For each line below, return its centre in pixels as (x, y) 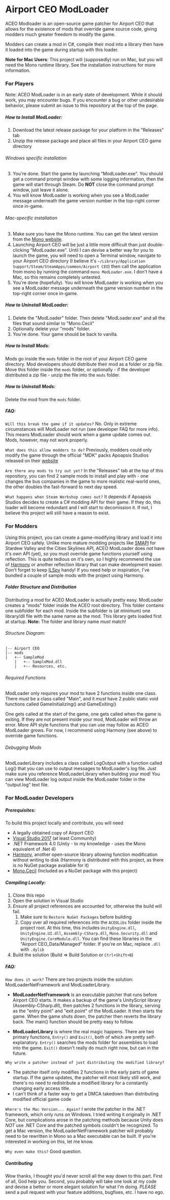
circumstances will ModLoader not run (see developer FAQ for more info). (82, 429)
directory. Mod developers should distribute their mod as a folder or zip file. (84, 364)
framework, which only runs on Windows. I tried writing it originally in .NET (83, 1114)
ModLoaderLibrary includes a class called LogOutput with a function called (84, 763)
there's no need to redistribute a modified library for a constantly (80, 1083)
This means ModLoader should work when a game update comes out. (78, 435)
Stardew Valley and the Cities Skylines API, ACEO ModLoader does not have (85, 548)
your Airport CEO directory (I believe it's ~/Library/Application (79, 260)
